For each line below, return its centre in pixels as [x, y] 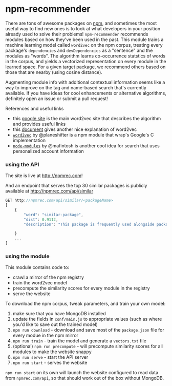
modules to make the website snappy [52, 352]
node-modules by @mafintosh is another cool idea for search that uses [86, 146]
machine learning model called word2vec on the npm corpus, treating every [84, 45]
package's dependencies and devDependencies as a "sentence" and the [79, 50]
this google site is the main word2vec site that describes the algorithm [87, 118]
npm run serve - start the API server [50, 357]
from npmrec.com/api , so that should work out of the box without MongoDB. [85, 378]
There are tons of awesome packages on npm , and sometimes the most [81, 23]
